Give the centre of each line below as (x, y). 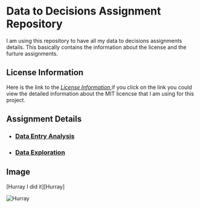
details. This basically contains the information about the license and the (96, 47)
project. (16, 100)
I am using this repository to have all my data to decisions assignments (94, 41)
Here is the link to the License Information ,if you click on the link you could (99, 87)
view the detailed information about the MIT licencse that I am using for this (100, 93)
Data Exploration (40, 152)
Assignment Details (44, 119)
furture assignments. (32, 53)
